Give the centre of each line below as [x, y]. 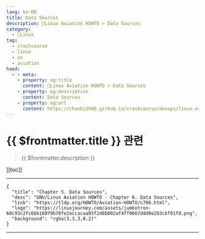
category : [19, 29]
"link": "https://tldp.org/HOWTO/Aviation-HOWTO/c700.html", [91, 203]
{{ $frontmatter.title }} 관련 [75, 141]
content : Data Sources [51, 97]
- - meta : [24, 75]
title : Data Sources [33, 18]
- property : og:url [42, 103]
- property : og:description [53, 92]
